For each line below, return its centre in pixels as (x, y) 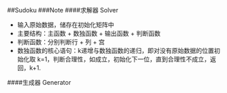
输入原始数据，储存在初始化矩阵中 (66, 25)
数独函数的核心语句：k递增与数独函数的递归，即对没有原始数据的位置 (116, 51)
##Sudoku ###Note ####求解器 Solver (63, 10)
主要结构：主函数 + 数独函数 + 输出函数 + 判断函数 (89, 33)
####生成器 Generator (39, 82)
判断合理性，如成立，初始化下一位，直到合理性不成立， (131, 59)
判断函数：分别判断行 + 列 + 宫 (61, 42)
